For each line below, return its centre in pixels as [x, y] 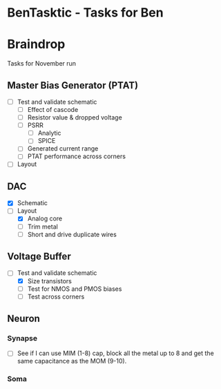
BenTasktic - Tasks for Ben [85, 13]
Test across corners [56, 296]
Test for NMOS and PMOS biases [75, 289]
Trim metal [43, 227]
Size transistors [50, 281]
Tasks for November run [42, 64]
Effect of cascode [53, 110]
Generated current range [63, 149]
